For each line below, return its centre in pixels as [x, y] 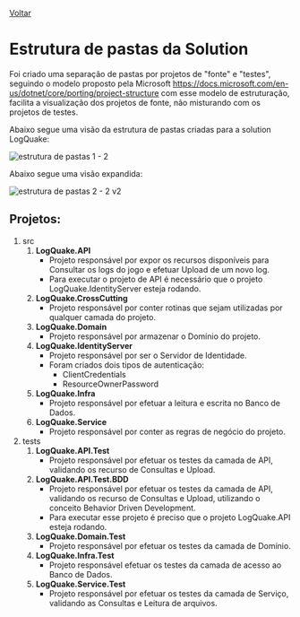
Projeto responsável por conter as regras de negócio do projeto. [167, 431]
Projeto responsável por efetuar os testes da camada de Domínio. [170, 545]
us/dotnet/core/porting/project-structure [84, 92]
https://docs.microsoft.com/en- [231, 83]
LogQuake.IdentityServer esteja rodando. [125, 288]
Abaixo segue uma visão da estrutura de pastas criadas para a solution [140, 129]
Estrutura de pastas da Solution [129, 49]
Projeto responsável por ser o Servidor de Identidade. [148, 355]
